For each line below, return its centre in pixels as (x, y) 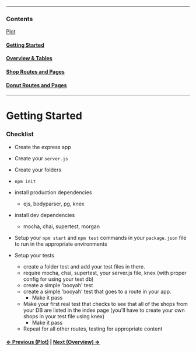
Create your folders (38, 170)
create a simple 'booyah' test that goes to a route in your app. (97, 291)
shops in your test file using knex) (64, 316)
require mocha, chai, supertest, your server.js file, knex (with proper (105, 273)
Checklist (20, 134)
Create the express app (43, 147)
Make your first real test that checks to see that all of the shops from (106, 304)
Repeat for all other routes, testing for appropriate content (93, 329)
